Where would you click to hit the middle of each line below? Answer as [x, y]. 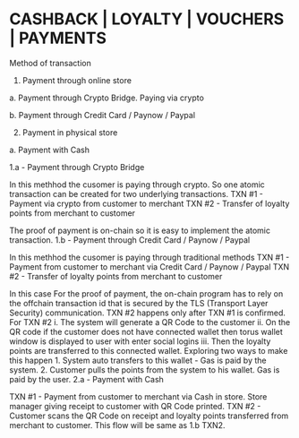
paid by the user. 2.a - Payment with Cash [86, 379]
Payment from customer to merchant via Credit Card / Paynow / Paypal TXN [149, 266]
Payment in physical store [70, 132]
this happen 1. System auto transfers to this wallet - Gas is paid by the [138, 360]
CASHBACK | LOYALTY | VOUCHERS [147, 19]
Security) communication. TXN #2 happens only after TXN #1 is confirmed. [148, 313]
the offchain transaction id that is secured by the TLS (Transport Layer [139, 303]
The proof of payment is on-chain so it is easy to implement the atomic [140, 230]
